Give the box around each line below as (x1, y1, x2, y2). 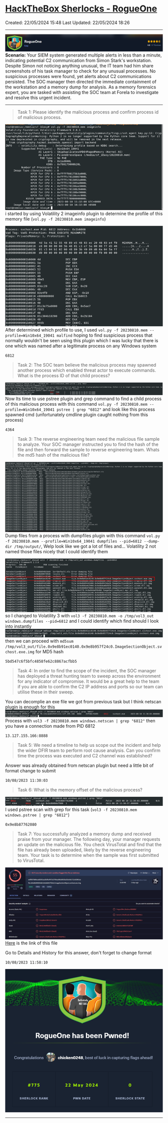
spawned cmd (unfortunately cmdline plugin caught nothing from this (5, 411, 148, 418)
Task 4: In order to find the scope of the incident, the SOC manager (17, 668, 156, 674)
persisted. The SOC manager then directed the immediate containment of (5, 79, 156, 85)
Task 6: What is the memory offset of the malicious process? (17, 787, 142, 793)
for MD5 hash (35, 649, 64, 655)
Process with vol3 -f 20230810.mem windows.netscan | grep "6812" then (5, 718, 156, 724)
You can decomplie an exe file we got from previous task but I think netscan (5, 699, 161, 705)
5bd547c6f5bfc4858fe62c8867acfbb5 (5, 659, 77, 664)
